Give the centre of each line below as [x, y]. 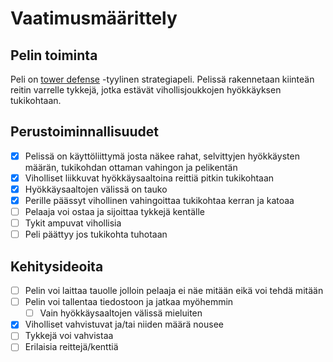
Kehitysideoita [57, 266]
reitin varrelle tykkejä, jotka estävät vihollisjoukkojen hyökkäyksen [146, 90]
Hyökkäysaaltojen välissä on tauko [96, 189]
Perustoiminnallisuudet [84, 132]
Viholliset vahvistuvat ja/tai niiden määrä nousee [124, 324]
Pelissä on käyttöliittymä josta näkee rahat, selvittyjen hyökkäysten [162, 156]
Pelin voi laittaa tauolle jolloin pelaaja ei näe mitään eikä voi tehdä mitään [174, 291]
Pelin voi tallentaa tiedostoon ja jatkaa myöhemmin [129, 302]
